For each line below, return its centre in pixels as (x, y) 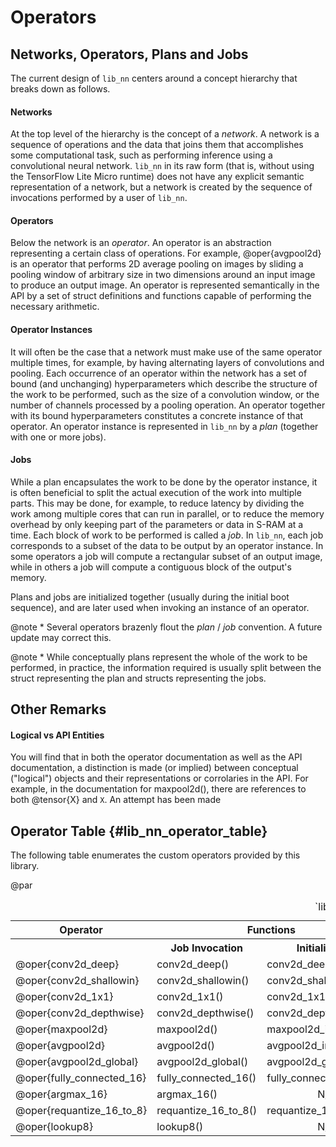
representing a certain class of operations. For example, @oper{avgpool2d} (166, 253)
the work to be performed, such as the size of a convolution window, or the (165, 394)
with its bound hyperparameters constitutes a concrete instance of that (157, 415)
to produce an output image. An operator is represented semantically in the (165, 285)
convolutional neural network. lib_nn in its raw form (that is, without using (162, 166)
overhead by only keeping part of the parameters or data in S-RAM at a (157, 524)
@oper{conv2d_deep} (67, 964)
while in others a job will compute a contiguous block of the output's (151, 567)
